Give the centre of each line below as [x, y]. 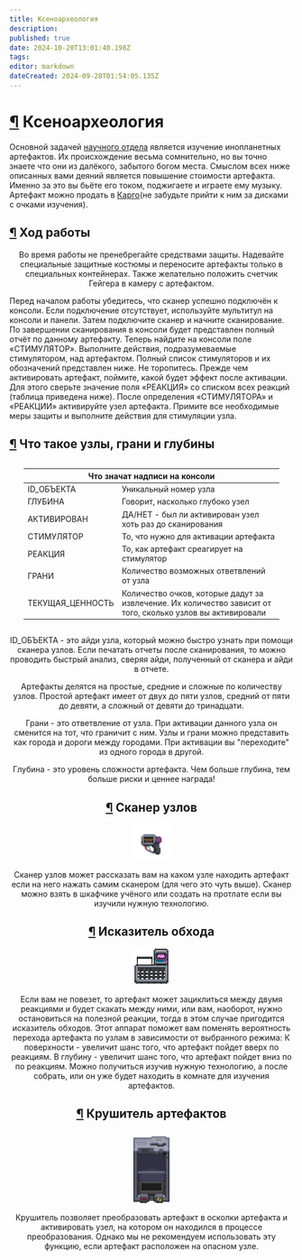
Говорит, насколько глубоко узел [185, 501]
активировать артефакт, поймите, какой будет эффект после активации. [149, 377]
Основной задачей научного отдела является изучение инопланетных [145, 147]
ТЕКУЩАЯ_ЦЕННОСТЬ [71, 602]
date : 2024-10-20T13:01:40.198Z [70, 48]
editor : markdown [42, 67]
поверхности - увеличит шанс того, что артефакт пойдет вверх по [151, 1047]
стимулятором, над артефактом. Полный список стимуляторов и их [140, 358]
